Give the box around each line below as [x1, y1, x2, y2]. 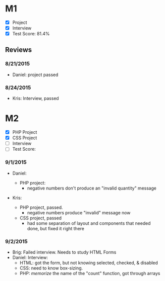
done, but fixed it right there [27, 225, 85, 231]
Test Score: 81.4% [12, 31, 50, 37]
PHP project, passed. [19, 204, 63, 210]
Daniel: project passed [12, 72, 58, 78]
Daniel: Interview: [12, 254, 48, 260]
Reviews [5, 45, 32, 54]
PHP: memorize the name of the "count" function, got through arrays [19, 270, 161, 276]
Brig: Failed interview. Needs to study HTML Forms [12, 249, 116, 255]
